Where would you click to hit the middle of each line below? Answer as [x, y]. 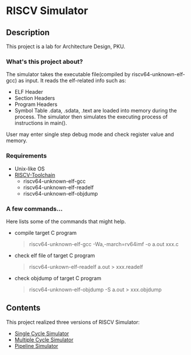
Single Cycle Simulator [42, 333]
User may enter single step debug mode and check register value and [90, 134]
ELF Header [29, 92]
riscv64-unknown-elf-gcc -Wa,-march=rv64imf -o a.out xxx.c [104, 244]
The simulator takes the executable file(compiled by [68, 74]
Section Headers [35, 98]
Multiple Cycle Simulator [44, 339]
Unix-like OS [29, 169]
